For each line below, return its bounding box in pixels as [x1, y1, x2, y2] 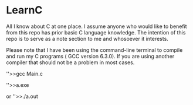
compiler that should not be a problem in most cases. [6, 59, 135, 66]
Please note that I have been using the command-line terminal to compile [6, 46, 183, 53]
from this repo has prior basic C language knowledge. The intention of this [6, 29, 186, 36]
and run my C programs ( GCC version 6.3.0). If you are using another [6, 52, 175, 60]
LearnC [6, 3, 43, 17]
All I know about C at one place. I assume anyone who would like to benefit [6, 23, 187, 30]
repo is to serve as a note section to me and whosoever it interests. [6, 35, 168, 42]
